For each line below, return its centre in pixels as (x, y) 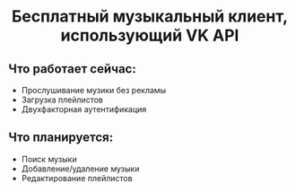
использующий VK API (150, 35)
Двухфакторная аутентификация (84, 109)
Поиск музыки (49, 159)
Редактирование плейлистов (77, 178)
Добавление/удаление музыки (80, 169)
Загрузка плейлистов (62, 100)
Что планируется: (61, 138)
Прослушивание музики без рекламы (94, 90)
